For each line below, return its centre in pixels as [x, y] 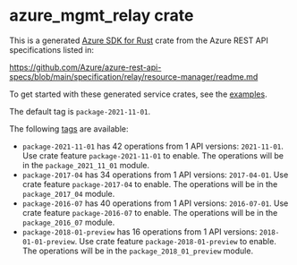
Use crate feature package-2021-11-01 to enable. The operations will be [153, 155]
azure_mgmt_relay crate [102, 16]
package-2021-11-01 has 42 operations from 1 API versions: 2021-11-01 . [153, 146]
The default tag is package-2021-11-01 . [80, 111]
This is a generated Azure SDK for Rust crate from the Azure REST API [139, 40]
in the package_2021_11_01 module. [86, 165]
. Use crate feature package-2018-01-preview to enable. [176, 241]
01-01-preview [48, 242]
